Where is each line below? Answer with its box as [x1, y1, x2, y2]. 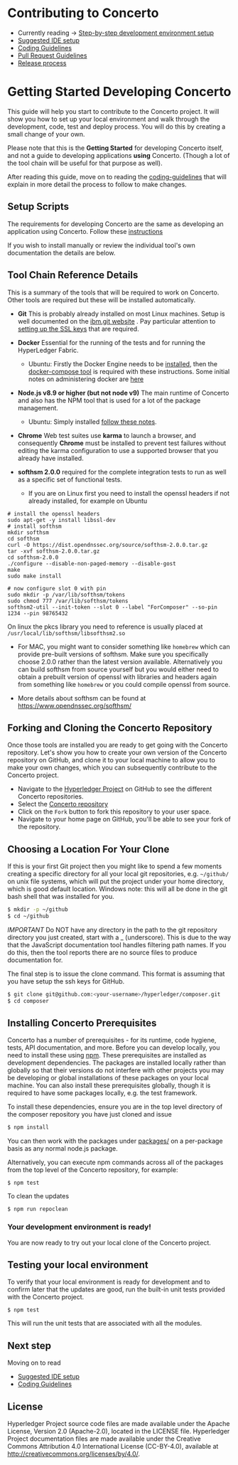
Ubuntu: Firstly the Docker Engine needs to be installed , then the [28, 359, 218, 368]
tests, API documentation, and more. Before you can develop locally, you [7, 1043, 220, 1052]
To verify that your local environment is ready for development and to [7, 1278, 211, 1286]
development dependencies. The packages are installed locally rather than [7, 1058, 226, 1067]
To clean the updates [7, 1192, 70, 1200]
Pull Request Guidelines [17, 51, 87, 60]
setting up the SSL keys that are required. [17, 324, 140, 333]
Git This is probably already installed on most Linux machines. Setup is [17, 309, 225, 318]
